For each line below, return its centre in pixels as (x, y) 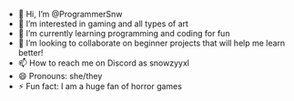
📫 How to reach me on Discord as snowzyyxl (103, 63)
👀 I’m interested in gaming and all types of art (103, 24)
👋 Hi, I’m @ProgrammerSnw (70, 14)
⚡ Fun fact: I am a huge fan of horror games (100, 86)
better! (30, 53)
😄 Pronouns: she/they (60, 76)
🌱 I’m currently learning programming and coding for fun (124, 33)
